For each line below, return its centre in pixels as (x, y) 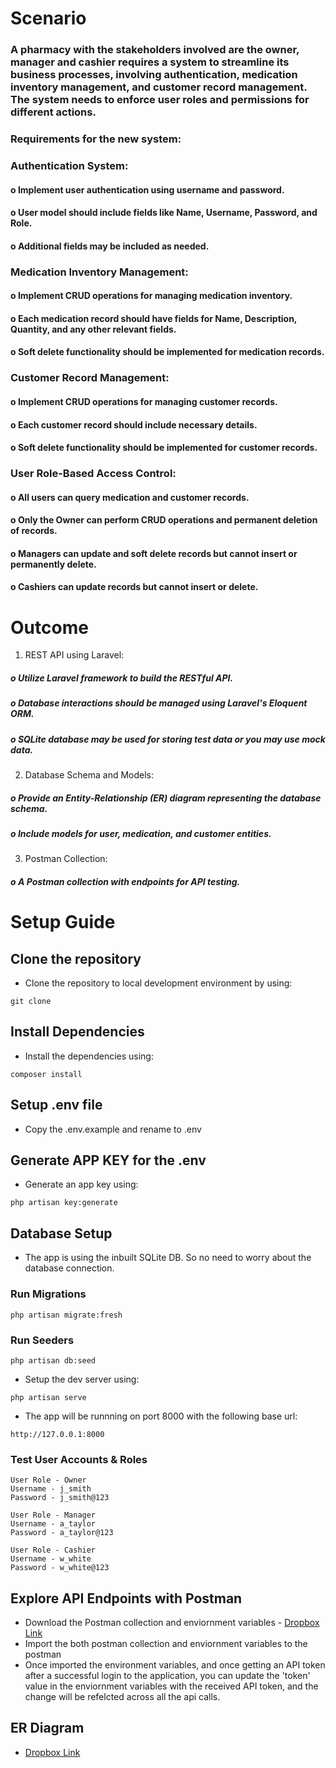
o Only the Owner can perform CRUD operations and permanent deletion (164, 520)
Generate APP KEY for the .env (108, 1160)
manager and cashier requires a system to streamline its (150, 62)
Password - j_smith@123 (60, 1498)
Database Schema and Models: (89, 775)
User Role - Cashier (53, 1550)
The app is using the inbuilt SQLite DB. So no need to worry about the (168, 1258)
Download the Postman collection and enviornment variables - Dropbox (172, 1622)
